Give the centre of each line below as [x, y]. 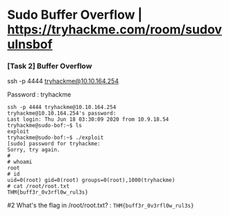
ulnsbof [30, 44]
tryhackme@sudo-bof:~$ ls [44, 126]
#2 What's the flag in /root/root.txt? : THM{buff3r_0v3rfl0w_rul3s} [101, 206]
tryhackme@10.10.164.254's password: [62, 114]
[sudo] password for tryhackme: [54, 144]
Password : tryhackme [39, 94]
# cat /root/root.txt [39, 186]
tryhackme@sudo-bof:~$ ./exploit [56, 138]
